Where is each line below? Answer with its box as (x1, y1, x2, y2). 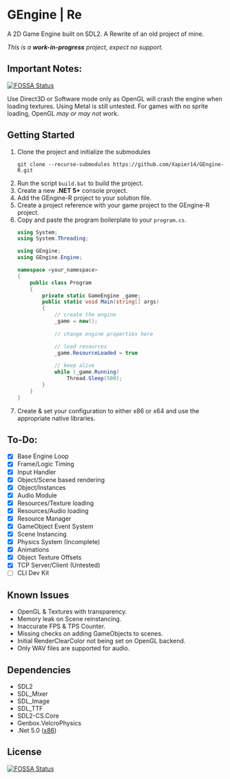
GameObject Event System (17, 522, 94, 530)
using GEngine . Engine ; (17, 254, 83, 261)
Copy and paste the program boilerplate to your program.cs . (17, 216, 187, 224)
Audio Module (17, 491, 57, 499)
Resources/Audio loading (17, 506, 89, 515)
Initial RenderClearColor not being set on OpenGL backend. (17, 637, 186, 645)
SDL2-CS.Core (17, 712, 60, 720)
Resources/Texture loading (17, 499, 94, 507)
